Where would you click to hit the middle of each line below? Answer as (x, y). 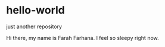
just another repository (34, 26)
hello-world (36, 10)
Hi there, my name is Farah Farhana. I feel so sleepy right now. (82, 38)
